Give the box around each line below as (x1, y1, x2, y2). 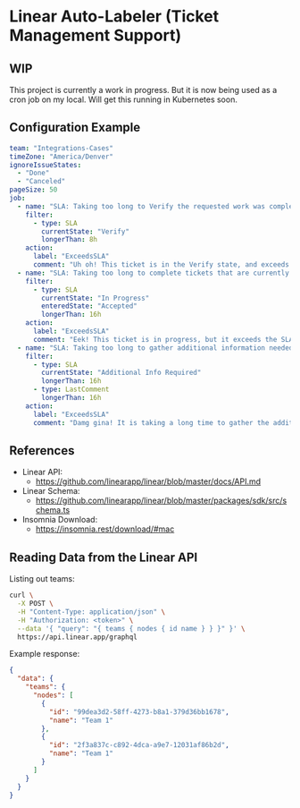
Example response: (9, 649, 80, 659)
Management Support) (9, 25, 181, 46)
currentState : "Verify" (41, 226, 129, 236)
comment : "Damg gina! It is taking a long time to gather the (32, 418, 270, 427)
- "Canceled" (17, 177, 66, 186)
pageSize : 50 (9, 185, 58, 194)
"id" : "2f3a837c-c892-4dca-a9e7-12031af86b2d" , (48, 741, 229, 750)
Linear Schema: (21, 486, 80, 497)
